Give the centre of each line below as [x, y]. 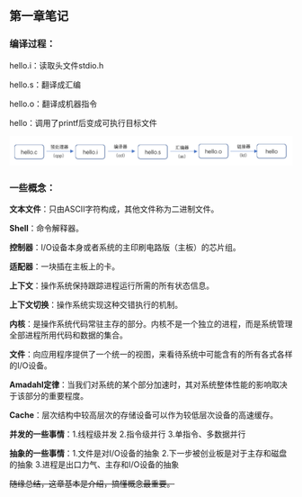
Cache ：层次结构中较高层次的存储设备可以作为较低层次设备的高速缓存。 [144, 415]
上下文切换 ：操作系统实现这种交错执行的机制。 [96, 305]
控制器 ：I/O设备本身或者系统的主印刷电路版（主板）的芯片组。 [125, 248]
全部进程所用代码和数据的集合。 [68, 335]
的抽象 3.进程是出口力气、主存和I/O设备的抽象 [94, 465]
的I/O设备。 [31, 366]
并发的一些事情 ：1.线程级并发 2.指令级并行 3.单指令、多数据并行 [128, 434]
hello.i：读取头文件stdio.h [57, 65]
